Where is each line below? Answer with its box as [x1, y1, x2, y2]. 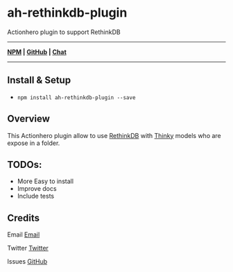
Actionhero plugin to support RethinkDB [7, 28, 121, 36]
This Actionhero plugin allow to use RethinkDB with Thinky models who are [7, 131, 222, 139]
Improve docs [17, 185, 57, 193]
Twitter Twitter [7, 244, 49, 253]
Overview [7, 113, 51, 125]
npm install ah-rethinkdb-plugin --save [17, 94, 136, 101]
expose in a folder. [7, 139, 60, 147]
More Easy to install [17, 177, 74, 185]
